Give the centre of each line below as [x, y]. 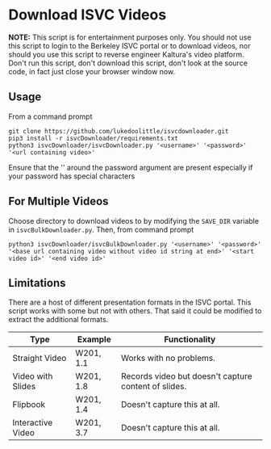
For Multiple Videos [58, 201]
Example [94, 339]
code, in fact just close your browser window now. [92, 71]
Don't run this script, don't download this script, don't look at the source [128, 63]
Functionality [190, 339]
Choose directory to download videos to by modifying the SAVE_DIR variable [134, 220]
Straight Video [40, 359]
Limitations [37, 283]
